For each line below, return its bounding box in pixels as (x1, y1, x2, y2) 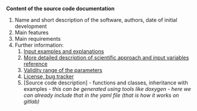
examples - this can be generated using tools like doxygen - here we (23, 86, 191, 92)
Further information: (14, 41, 64, 48)
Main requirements (14, 35, 61, 42)
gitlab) (23, 98, 40, 105)
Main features (14, 29, 49, 36)
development (14, 23, 47, 30)
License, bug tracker (23, 73, 74, 80)
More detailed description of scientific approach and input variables (23, 54, 189, 61)
